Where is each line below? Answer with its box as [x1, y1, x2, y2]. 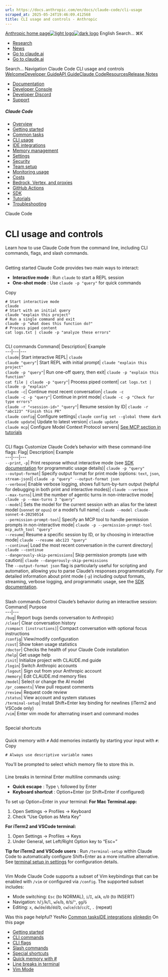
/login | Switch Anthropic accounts [5, 663, 77, 669]
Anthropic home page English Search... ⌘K [5, 31, 143, 37]
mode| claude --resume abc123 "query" [5, 537, 87, 543]
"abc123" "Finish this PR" [5, 409, 62, 414]
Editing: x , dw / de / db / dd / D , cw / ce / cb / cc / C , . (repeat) [12, 904, 113, 910]
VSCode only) [5, 705, 34, 711]
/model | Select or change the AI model [5, 678, 84, 685]
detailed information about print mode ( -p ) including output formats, [5, 573, 145, 579]
